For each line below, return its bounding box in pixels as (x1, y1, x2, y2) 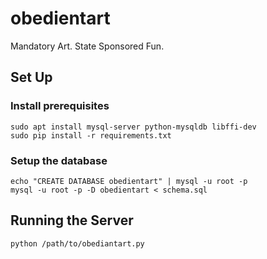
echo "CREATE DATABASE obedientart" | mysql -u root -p (10, 176, 248, 186)
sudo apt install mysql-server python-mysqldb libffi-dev (10, 122, 257, 132)
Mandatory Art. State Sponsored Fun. (10, 40, 165, 52)
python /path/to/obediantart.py (10, 238, 145, 249)
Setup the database (10, 153, 108, 167)
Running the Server (10, 212, 134, 229)
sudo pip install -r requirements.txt (10, 130, 172, 141)
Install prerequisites (10, 99, 110, 113)
